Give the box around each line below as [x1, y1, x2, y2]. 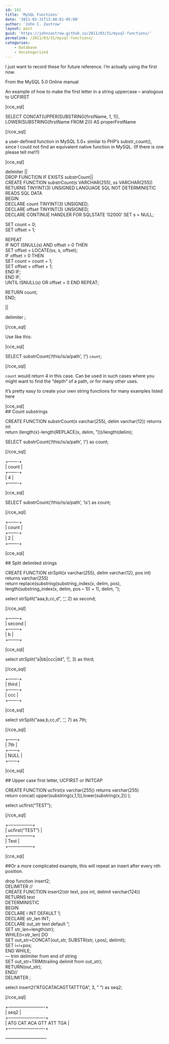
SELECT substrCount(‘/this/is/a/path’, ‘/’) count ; [5, 353, 102, 359]
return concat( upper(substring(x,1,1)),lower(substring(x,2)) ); [5, 792, 131, 798]
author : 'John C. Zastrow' [5, 21, 62, 27]
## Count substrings [5, 408, 48, 414]
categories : [5, 40, 30, 45]
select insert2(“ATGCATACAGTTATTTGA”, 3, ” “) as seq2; [5, 984, 123, 990]
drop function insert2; [5, 878, 50, 884]
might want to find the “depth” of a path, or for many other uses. [5, 378, 138, 384]
